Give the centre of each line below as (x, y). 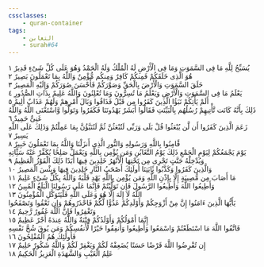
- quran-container (53, 23)
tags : (17, 30)
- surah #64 (40, 45)
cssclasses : (28, 15)
